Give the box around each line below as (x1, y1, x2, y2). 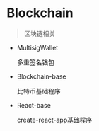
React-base (16, 101, 51, 109)
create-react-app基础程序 (16, 115, 93, 124)
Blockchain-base (16, 72, 66, 81)
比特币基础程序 (16, 86, 61, 95)
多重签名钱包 (16, 58, 54, 67)
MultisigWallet (16, 43, 59, 52)
